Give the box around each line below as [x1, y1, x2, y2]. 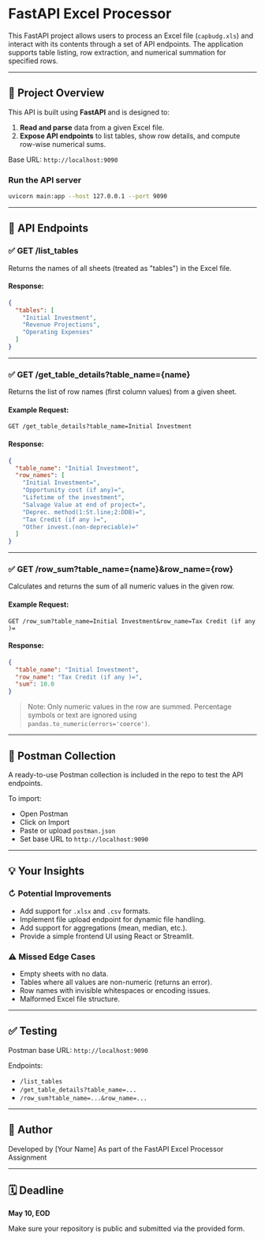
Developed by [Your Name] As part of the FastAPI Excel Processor [8, 1144, 224, 1153]
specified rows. [8, 56, 58, 66]
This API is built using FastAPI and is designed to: [8, 107, 170, 117]
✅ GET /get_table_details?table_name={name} [8, 369, 191, 380]
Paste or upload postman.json [19, 826, 116, 836]
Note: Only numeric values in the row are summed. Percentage [27, 702, 232, 712]
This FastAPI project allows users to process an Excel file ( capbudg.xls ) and [8, 31, 254, 40]
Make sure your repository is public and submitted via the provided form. [8, 1224, 245, 1233]
